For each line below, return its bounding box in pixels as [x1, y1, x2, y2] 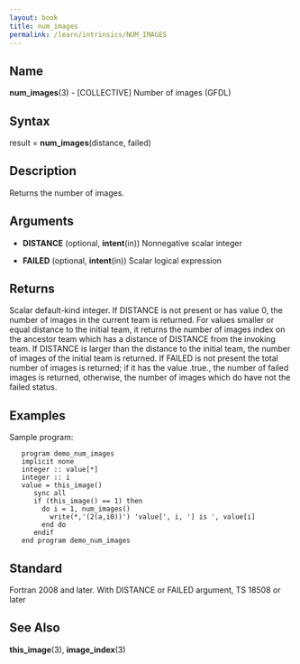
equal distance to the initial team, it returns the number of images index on [9, 324, 286, 335]
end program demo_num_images [21, 536, 131, 546]
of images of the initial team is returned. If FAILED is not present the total [9, 353, 279, 364]
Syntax [9, 114, 50, 129]
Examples [9, 408, 66, 423]
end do [41, 521, 67, 530]
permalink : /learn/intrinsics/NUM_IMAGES [9, 30, 168, 39]
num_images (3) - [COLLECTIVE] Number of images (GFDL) [9, 88, 232, 98]
